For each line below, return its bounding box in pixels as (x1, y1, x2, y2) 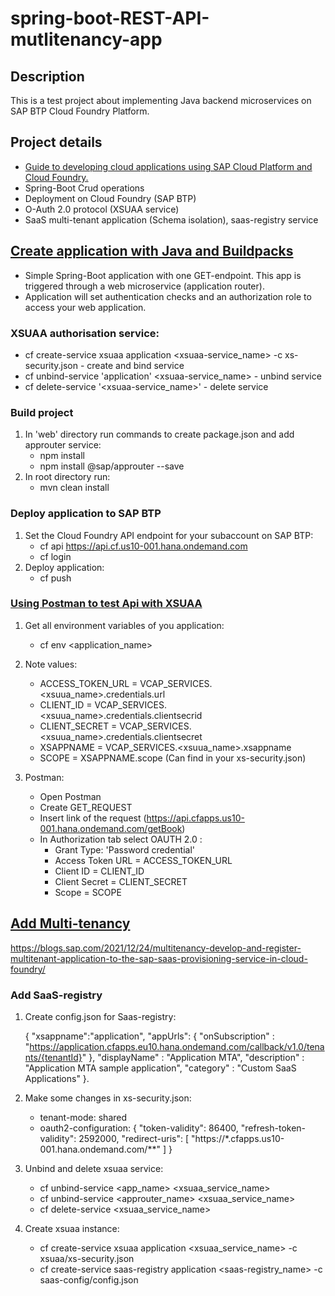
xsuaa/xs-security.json (39, 1252, 135, 1264)
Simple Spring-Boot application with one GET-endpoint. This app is (24, 269, 302, 281)
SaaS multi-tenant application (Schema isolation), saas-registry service (24, 213, 319, 226)
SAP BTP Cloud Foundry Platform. (10, 105, 150, 117)
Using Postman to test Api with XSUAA (10, 597, 203, 611)
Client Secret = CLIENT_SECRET (54, 875, 188, 887)
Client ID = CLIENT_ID (54, 865, 145, 877)
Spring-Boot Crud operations (24, 182, 145, 194)
